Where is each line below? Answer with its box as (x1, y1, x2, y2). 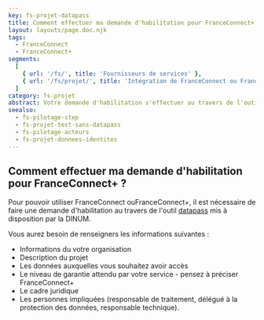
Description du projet (19, 253, 89, 263)
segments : (8, 56, 41, 64)
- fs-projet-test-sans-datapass (15, 121, 122, 129)
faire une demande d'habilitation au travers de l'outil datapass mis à (8, 205, 228, 216)
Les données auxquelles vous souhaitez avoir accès (19, 261, 189, 271)
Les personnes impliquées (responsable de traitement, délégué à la (19, 295, 238, 304)
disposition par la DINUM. (8, 214, 92, 224)
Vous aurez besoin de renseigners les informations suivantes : (8, 229, 210, 239)
